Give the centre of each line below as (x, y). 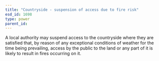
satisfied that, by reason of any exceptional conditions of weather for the (79, 43)
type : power (17, 19)
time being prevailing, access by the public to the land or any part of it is (79, 48)
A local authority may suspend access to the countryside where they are (79, 38)
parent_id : (16, 24)
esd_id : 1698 (19, 14)
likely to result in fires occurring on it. (43, 54)
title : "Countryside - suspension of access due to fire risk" (72, 10)
